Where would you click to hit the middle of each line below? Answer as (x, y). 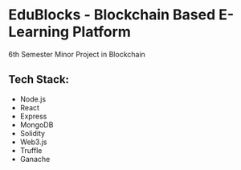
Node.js (33, 99)
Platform (101, 32)
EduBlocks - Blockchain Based (112, 15)
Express (33, 116)
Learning (39, 32)
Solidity (33, 133)
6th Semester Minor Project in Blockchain (77, 54)
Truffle (31, 150)
